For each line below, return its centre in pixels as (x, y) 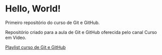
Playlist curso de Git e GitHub (36, 47)
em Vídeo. (16, 37)
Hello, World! (33, 9)
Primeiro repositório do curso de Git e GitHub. (52, 22)
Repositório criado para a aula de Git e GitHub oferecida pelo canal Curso (81, 32)
